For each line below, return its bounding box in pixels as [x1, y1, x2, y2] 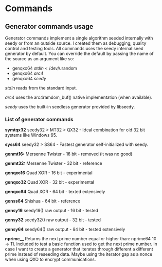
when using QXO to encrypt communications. [5, 256, 96, 263]
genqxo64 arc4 [12, 71, 44, 76]
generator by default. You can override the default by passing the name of [5, 51, 154, 56]
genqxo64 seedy [12, 76, 46, 81]
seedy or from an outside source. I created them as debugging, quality [5, 40, 147, 46]
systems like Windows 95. [5, 132, 57, 138]
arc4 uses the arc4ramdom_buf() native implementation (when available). [5, 94, 153, 100]
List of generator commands [5, 116, 74, 123]
